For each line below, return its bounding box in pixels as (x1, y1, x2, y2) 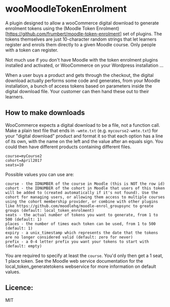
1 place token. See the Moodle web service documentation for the (5, 258, 144, 264)
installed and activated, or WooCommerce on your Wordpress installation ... (5, 62, 164, 68)
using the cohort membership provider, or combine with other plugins (5, 199, 158, 204)
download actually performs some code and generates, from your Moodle (5, 77, 160, 83)
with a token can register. (5, 47, 59, 53)
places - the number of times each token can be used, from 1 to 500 (5, 221, 156, 227)
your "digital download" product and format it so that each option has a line (5, 133, 163, 139)
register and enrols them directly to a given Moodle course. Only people (5, 41, 156, 47)
